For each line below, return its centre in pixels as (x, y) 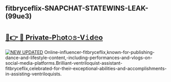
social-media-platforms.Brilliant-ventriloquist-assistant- (64, 63)
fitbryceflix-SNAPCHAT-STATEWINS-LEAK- (77, 8)
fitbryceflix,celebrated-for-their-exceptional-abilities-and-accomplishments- (86, 69)
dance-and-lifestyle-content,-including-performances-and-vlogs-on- (79, 58)
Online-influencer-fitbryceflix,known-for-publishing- (100, 52)
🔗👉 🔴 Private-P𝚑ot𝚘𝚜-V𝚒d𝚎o (54, 37)
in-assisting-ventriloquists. (34, 74)
